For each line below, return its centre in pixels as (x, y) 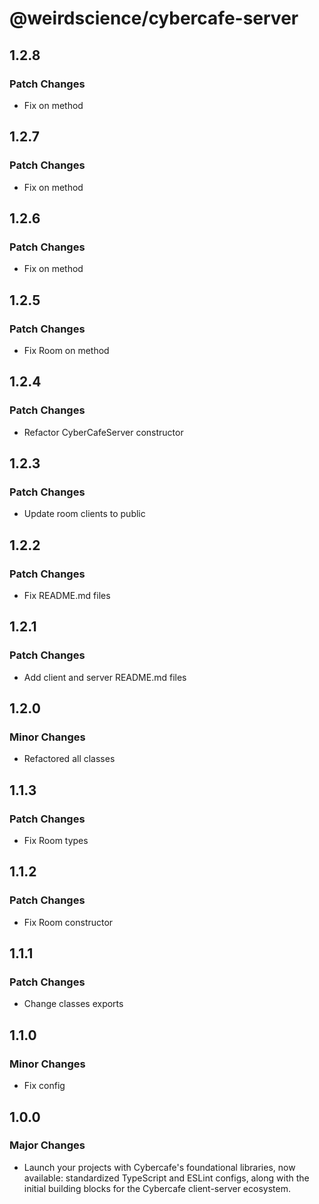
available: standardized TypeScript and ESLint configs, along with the (166, 1178)
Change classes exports (73, 1004)
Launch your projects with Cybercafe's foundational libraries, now (159, 1167)
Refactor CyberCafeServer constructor (103, 432)
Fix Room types (56, 841)
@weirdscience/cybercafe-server (154, 18)
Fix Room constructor (68, 922)
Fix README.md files (67, 595)
